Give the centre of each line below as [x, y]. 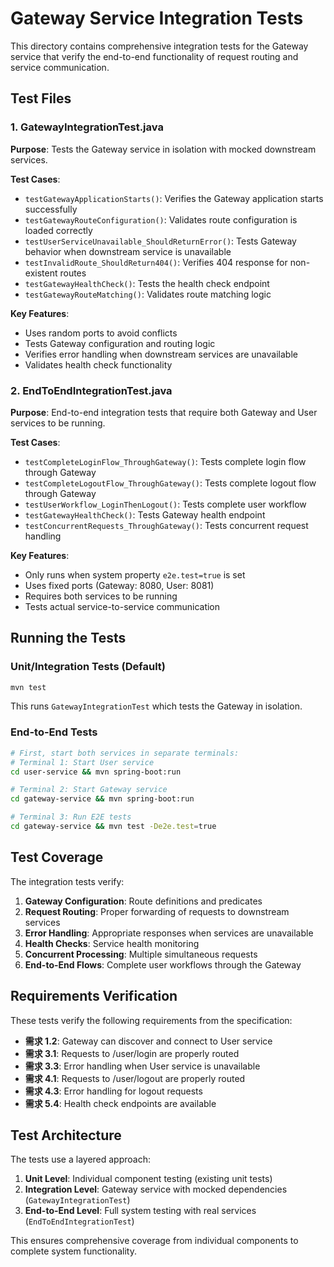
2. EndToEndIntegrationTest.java [91, 390]
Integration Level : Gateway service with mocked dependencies [156, 1189]
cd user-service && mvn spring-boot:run [96, 772]
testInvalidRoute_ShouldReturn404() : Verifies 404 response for [156, 262]
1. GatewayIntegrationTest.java [87, 127]
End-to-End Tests [54, 732]
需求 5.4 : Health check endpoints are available [120, 1103]
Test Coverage [57, 857]
